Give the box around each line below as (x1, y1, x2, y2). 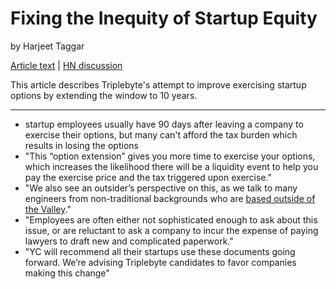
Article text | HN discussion (10, 59, 123, 71)
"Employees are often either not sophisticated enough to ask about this (24, 213, 318, 226)
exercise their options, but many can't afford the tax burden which (24, 128, 298, 141)
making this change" (24, 267, 110, 279)
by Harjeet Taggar (10, 40, 85, 52)
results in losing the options (24, 139, 139, 151)
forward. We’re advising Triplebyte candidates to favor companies (24, 256, 297, 268)
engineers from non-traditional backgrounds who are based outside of (24, 192, 316, 204)
